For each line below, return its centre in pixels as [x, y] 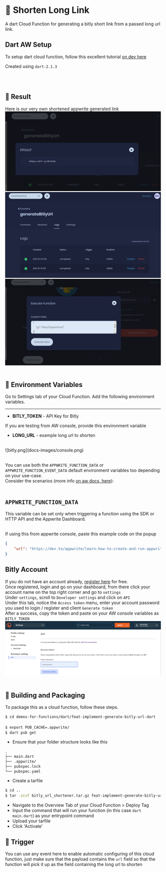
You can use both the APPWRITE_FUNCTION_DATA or [54, 465]
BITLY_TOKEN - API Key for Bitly [45, 416]
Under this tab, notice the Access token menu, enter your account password [82, 603]
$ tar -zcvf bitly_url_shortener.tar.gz [47, 796]
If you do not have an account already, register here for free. [67, 581]
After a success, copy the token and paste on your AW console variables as [82, 613]
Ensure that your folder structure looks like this [60, 742]
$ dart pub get [21, 733]
